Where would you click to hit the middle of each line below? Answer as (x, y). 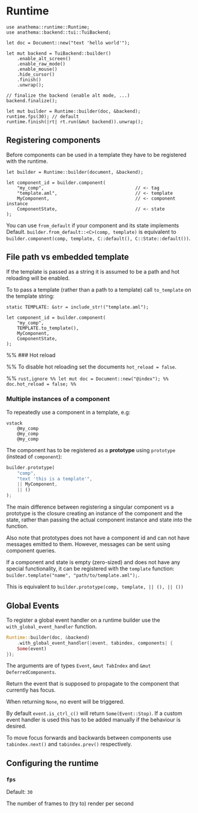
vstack (14, 423)
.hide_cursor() (36, 74)
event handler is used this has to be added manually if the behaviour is (94, 720)
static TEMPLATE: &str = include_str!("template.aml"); (77, 307)
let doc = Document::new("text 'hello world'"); (68, 43)
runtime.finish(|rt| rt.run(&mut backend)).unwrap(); (75, 121)
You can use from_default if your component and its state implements (93, 225)
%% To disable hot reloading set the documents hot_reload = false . (91, 367)
